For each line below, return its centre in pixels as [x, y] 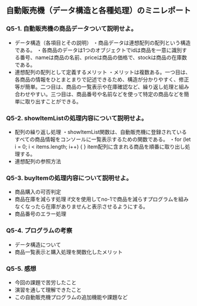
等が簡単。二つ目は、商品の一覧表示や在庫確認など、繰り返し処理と [97, 86]
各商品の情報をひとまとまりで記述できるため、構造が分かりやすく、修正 [102, 79]
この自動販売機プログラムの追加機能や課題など [71, 297]
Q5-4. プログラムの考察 [39, 231]
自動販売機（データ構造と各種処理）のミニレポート [98, 11]
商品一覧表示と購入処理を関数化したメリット [69, 252]
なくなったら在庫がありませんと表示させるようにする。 [81, 207]
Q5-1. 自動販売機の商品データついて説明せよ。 [72, 29]
